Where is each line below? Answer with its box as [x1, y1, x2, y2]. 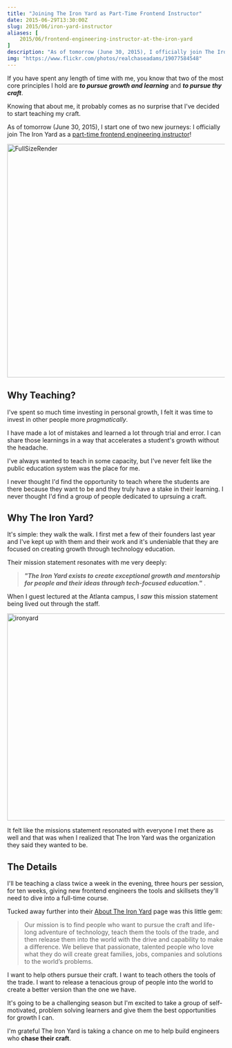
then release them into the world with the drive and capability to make [23, 935, 223, 944]
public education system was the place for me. [7, 464, 140, 472]
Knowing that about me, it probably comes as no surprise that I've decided [7, 101, 220, 110]
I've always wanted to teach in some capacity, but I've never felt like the [7, 456, 212, 465]
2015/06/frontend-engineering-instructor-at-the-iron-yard [19, 36, 193, 43]
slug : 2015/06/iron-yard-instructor [7, 23, 113, 30]
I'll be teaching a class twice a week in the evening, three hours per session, [7, 880, 224, 888]
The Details [7, 861, 57, 873]
